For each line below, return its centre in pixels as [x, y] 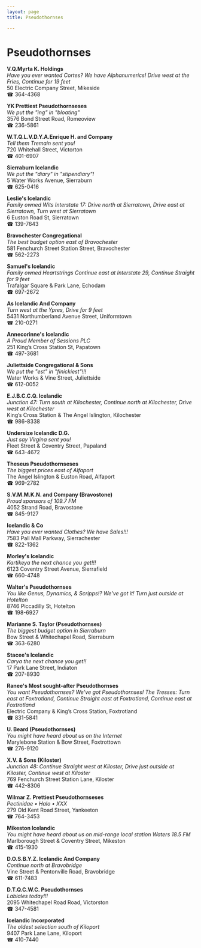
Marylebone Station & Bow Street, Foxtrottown [64, 742]
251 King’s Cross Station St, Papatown [54, 347]
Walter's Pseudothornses [39, 587]
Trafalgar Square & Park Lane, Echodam [56, 285]
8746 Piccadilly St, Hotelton [41, 606]
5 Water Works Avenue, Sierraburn [49, 180]
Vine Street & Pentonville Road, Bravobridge [61, 872]
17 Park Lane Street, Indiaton [42, 668]
